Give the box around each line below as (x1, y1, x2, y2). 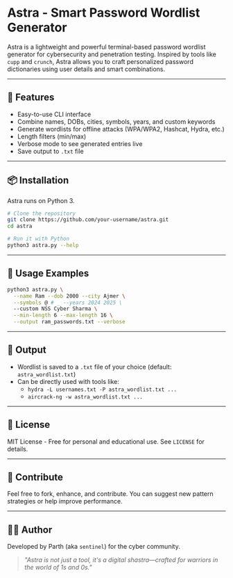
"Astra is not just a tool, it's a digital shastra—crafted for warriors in (24, 556, 218, 564)
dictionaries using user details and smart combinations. (7, 65, 165, 73)
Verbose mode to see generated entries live (17, 139, 143, 147)
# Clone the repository (7, 210, 76, 217)
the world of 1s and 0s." (24, 563, 92, 572)
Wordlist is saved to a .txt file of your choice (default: (17, 362, 172, 371)
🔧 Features (7, 92, 55, 104)
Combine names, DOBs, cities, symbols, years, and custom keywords (17, 117, 216, 126)
